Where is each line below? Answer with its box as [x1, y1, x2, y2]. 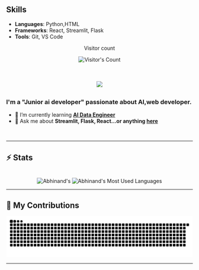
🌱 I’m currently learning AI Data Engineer [14, 111, 115, 118]
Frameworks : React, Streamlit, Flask [14, 27, 104, 34]
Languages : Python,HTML [14, 20, 80, 27]
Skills [6, 5, 27, 15]
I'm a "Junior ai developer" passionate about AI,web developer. [6, 98, 192, 106]
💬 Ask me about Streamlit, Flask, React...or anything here [14, 118, 158, 125]
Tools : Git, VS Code [14, 33, 63, 40]
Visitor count [84, 44, 115, 52]
